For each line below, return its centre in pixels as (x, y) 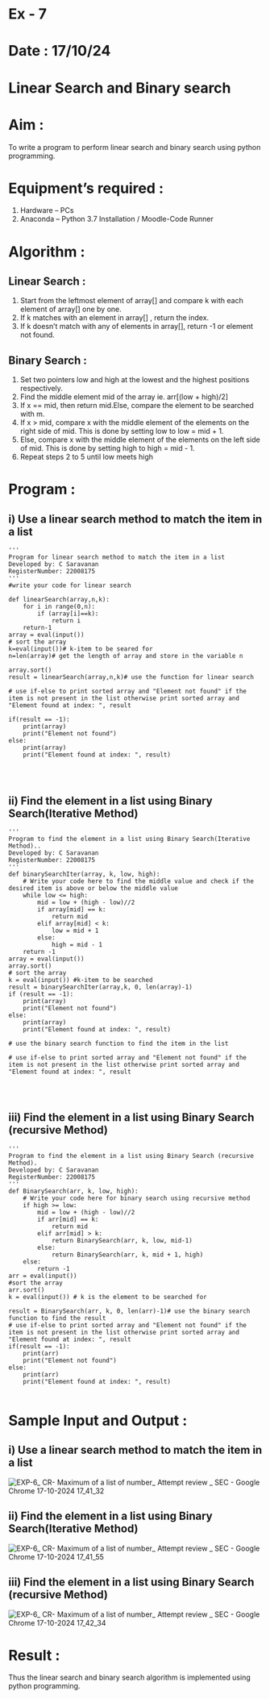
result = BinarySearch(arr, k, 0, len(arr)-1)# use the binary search (129, 1311)
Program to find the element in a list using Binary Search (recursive (131, 1156)
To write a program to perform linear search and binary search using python (135, 147)
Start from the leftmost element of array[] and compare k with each (131, 301)
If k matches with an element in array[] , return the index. (114, 318)
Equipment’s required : (86, 188)
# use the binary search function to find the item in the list (118, 1044)
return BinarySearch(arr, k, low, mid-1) (122, 1240)
